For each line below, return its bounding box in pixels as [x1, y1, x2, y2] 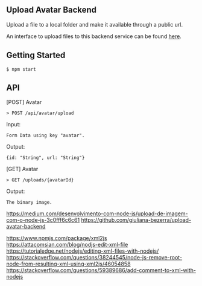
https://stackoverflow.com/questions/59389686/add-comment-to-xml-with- [6, 267, 196, 274]
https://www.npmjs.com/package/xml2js [6, 235, 107, 242]
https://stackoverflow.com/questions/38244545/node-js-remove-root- [6, 254, 183, 261]
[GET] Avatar [6, 166, 39, 173]
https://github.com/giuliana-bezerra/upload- [81, 216, 192, 224]
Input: [6, 121, 21, 128]
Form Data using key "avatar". [6, 132, 85, 138]
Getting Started [6, 50, 66, 60]
